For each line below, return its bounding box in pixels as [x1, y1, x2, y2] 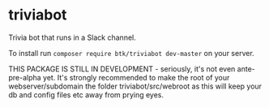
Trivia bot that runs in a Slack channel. [8, 32, 136, 42]
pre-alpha [8, 72, 42, 82]
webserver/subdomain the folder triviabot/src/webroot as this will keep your [8, 81, 262, 91]
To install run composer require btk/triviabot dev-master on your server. [8, 48, 255, 58]
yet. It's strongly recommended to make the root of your [43, 72, 230, 82]
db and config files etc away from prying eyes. [8, 89, 164, 99]
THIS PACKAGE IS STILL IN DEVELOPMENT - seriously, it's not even [8, 63, 236, 74]
